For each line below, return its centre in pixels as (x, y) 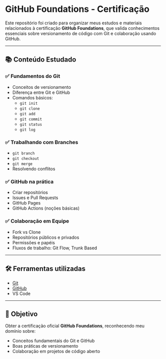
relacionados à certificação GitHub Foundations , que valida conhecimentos (82, 28)
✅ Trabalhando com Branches (42, 142)
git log (27, 130)
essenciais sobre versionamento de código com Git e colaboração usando (81, 33)
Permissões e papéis (34, 242)
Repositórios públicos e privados (46, 237)
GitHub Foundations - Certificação (77, 9)
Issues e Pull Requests (35, 198)
